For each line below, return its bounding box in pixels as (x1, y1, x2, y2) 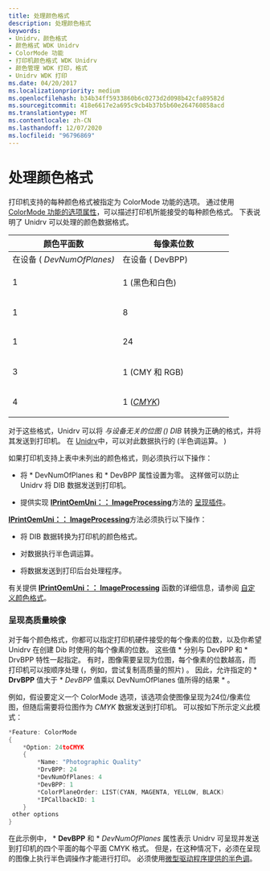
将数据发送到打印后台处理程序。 (19, 565, 126, 576)
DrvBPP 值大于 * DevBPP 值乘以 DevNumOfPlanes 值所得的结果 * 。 (8, 675, 235, 684)
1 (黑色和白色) (122, 277, 177, 288)
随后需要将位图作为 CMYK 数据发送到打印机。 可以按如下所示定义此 (29, 702, 254, 712)
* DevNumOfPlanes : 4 (37, 774, 103, 782)
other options (11, 811, 59, 819)
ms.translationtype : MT (8, 109, 88, 118)
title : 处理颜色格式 (8, 11, 70, 20)
